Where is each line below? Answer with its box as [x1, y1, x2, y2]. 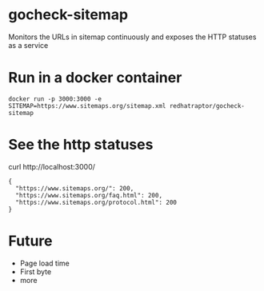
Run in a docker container [8, 69, 182, 87]
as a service [8, 40, 49, 50]
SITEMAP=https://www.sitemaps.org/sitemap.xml [8, 102, 166, 110]
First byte [19, 266, 52, 277]
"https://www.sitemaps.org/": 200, [15, 184, 134, 193]
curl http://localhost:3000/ [8, 161, 96, 171]
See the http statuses [8, 136, 154, 153]
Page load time [19, 258, 70, 268]
